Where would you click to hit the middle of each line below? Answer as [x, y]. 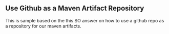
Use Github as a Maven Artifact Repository [75, 8]
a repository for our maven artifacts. [44, 26]
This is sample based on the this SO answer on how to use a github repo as [85, 20]
